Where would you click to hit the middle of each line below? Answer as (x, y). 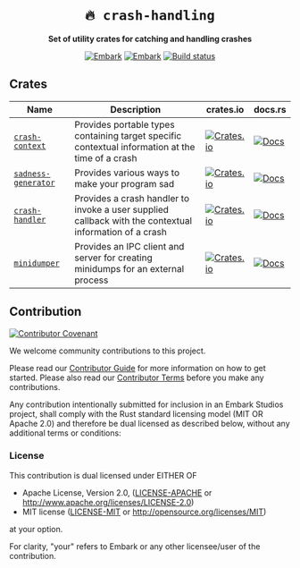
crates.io (225, 109)
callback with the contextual (133, 220)
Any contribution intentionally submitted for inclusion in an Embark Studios (146, 404)
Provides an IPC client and (129, 246)
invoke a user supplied (122, 209)
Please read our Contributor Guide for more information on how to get (137, 368)
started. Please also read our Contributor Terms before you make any (137, 377)
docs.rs (270, 109)
